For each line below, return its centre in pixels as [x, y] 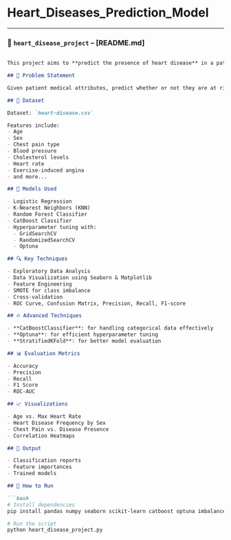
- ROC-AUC [21, 392]
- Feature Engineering [40, 284]
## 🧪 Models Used [32, 189]
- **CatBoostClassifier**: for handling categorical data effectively [110, 328]
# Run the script [32, 523]
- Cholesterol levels [38, 157]
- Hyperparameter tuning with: [52, 227]
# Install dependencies [41, 505]
